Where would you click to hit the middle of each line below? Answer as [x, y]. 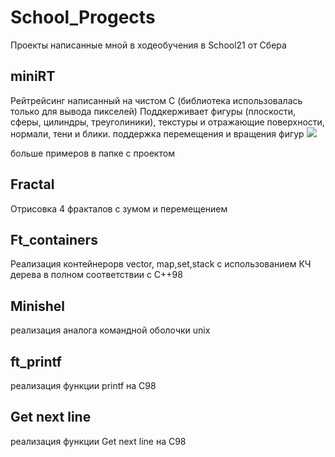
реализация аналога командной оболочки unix [110, 330]
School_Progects [83, 17]
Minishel [38, 306]
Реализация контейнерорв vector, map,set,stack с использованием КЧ [161, 264]
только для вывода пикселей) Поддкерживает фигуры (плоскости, [153, 111]
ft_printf [36, 361]
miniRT [33, 76]
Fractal [32, 184]
